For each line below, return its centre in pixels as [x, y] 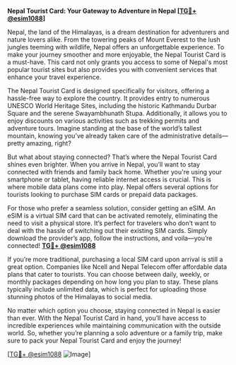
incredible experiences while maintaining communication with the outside [114, 325]
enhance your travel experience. [54, 77]
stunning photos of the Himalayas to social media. [80, 297]
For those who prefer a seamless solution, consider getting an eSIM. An [111, 208]
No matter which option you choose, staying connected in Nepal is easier [114, 310]
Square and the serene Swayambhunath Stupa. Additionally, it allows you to [117, 113]
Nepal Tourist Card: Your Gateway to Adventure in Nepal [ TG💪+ [102, 11]
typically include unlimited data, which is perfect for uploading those [107, 289]
